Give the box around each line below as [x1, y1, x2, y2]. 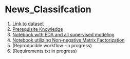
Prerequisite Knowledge [12, 26, 63, 32]
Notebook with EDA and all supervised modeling [12, 31, 115, 37]
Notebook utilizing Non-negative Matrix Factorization [12, 37, 125, 43]
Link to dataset [12, 21, 44, 27]
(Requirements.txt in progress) [12, 48, 78, 54]
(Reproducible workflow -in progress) [12, 42, 92, 48]
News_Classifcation [5, 4, 91, 15]
